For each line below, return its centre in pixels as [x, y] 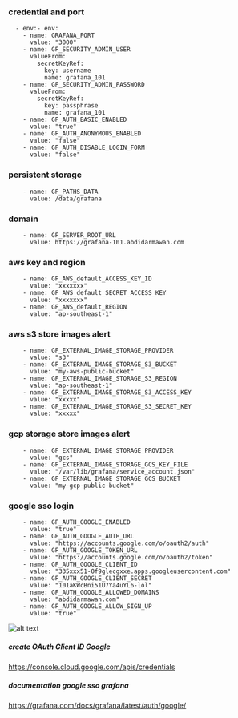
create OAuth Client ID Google [59, 647]
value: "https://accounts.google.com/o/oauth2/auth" [119, 543]
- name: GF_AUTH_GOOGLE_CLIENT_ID [80, 565]
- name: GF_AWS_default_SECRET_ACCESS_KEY [95, 293]
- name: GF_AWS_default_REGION [75, 307]
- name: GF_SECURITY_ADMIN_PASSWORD [84, 85]
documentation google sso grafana [69, 685]
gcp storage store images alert [69, 434]
